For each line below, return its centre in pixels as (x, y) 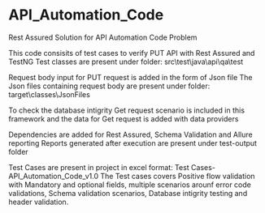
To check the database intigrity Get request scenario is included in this (127, 110)
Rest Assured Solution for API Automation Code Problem (103, 37)
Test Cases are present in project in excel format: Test (99, 167)
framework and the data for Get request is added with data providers (124, 118)
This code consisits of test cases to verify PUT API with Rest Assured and (132, 53)
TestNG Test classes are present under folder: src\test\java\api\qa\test (126, 62)
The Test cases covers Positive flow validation (178, 176)
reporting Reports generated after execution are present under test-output (133, 143)
